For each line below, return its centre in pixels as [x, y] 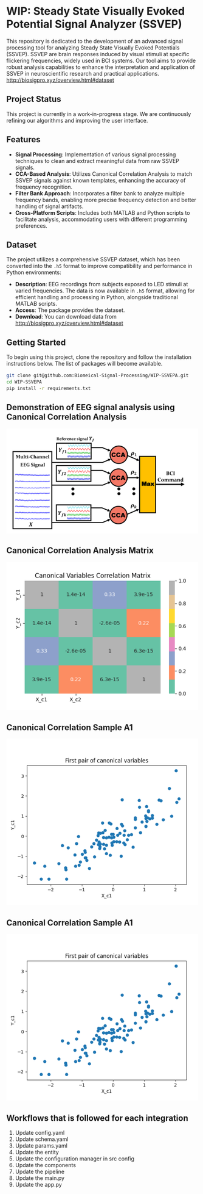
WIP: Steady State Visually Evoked [96, 11]
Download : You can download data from [66, 317]
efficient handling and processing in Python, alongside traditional [96, 297]
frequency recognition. [44, 187]
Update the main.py [40, 1178]
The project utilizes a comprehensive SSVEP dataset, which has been [93, 259]
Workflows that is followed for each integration [97, 1118]
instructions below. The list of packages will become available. [84, 364]
